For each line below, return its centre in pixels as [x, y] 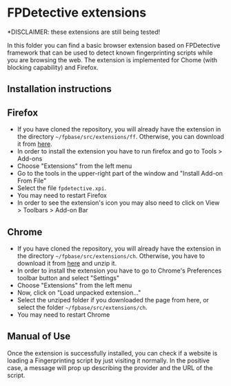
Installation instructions [59, 89]
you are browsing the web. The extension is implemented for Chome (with [112, 59]
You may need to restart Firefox [62, 196]
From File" [32, 181]
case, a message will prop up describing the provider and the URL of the [110, 367]
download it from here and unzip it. [67, 263]
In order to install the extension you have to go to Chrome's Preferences [119, 270]
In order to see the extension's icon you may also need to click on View [118, 203]
